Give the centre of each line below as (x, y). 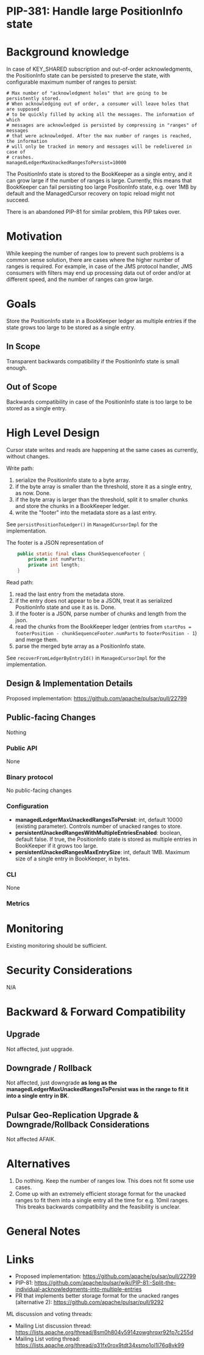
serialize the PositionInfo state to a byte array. (72, 480)
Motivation (34, 237)
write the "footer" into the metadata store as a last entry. (86, 512)
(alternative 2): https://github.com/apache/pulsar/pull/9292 (90, 1302)
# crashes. (20, 158)
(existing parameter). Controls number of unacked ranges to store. (98, 826)
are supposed (23, 109)
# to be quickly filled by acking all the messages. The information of (100, 115)
